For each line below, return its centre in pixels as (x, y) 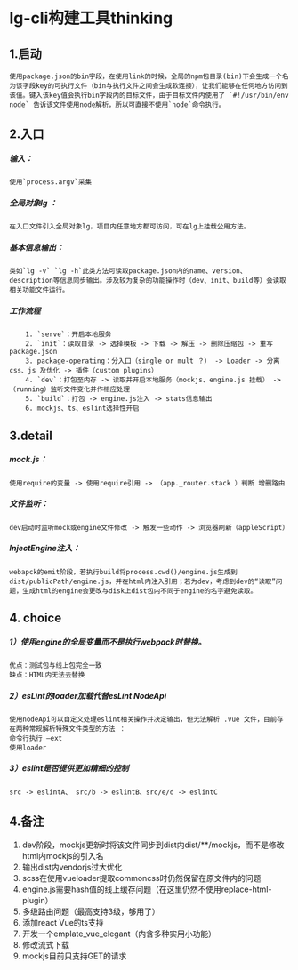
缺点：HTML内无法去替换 (47, 675)
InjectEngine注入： (45, 549)
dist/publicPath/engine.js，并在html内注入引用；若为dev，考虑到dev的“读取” (142, 581)
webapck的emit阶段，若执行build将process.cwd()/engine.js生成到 (123, 572)
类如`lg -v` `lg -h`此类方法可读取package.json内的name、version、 (128, 271)
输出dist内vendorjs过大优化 (72, 867)
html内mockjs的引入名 (63, 855)
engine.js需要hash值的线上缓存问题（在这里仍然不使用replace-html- (147, 889)
